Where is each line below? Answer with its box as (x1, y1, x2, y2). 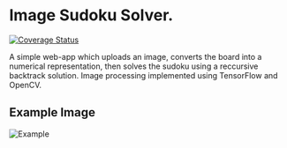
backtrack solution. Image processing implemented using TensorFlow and (9, 70, 278, 80)
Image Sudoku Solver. (9, 5, 174, 26)
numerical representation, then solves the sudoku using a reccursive (9, 61, 259, 71)
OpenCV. (9, 79, 42, 90)
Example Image (9, 105, 95, 120)
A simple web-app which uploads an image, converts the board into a (9, 51, 262, 62)
